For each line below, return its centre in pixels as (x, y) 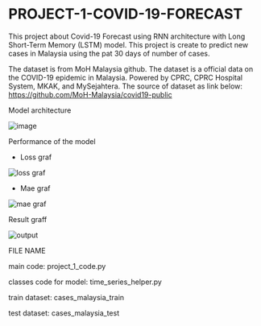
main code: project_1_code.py (57, 266)
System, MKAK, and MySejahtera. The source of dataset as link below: (126, 86)
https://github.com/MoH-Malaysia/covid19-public (90, 94)
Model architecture (40, 110)
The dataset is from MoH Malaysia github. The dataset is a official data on (131, 68)
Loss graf (36, 157)
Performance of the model (52, 141)
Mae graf (35, 188)
